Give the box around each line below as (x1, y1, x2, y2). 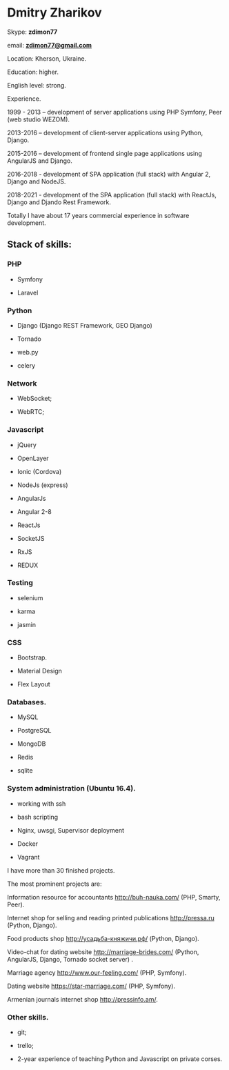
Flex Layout (17, 680, 50, 688)
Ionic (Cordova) (17, 467, 62, 475)
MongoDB (17, 740, 46, 748)
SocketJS (17, 534, 45, 542)
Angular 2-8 (17, 507, 52, 515)
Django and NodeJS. (7, 177, 66, 186)
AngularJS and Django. (7, 157, 72, 165)
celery (17, 361, 36, 370)
